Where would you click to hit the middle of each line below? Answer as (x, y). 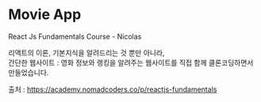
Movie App (45, 15)
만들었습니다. (29, 72)
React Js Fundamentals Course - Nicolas (75, 36)
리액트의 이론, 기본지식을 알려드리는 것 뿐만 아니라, (86, 52)
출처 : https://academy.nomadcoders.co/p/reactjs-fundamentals (113, 89)
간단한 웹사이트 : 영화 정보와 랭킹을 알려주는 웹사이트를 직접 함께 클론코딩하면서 (131, 62)
